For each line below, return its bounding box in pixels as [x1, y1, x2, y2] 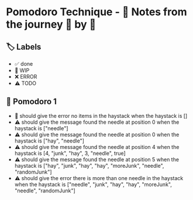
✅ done [14, 60, 33, 67]
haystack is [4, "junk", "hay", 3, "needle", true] [14, 150, 126, 157]
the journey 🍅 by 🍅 [6, 18, 96, 31]
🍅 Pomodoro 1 [6, 97, 57, 107]
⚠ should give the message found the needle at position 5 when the [14, 155, 180, 163]
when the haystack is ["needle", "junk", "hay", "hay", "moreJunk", [14, 181, 173, 188]
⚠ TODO [14, 80, 37, 87]
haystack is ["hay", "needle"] [14, 137, 85, 144]
